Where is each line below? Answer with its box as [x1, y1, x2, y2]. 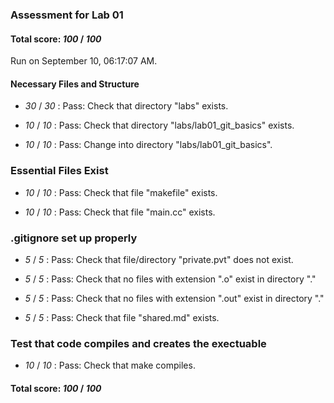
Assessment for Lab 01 [10, 8, 124, 22]
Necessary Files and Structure [10, 78, 140, 90]
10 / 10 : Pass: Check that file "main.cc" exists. [24, 206, 216, 218]
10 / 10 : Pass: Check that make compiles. [24, 359, 196, 372]
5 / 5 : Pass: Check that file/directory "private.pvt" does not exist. [24, 253, 294, 265]
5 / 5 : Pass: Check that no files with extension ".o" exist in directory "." [24, 273, 317, 285]
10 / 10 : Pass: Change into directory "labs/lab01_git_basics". [24, 139, 273, 151]
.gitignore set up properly [10, 231, 138, 245]
